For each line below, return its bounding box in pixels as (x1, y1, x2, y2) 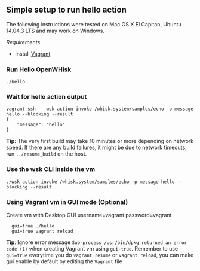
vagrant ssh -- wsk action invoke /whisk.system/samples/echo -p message (6, 106, 194, 112)
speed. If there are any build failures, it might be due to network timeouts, (6, 144, 187, 151)
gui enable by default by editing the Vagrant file (6, 258, 122, 265)
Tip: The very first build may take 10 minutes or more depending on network (6, 138, 194, 145)
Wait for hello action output (6, 93, 87, 101)
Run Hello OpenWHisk (6, 65, 72, 74)
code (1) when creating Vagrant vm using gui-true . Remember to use (6, 245, 178, 252)
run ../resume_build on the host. (6, 150, 87, 157)
